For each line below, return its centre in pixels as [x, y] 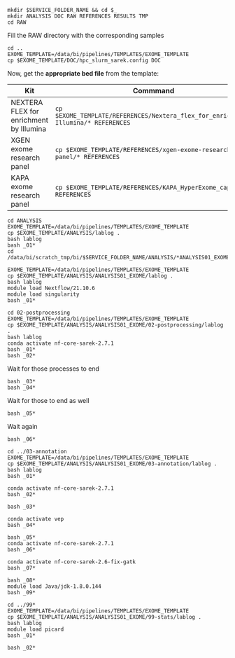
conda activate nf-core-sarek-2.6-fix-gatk [72, 562]
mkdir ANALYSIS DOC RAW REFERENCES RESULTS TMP [78, 16]
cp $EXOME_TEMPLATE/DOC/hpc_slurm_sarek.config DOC [84, 60]
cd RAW [17, 22]
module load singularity [43, 294]
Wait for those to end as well [48, 400]
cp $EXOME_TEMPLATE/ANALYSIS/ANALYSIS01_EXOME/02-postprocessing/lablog [115, 325]
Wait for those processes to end [54, 369]
